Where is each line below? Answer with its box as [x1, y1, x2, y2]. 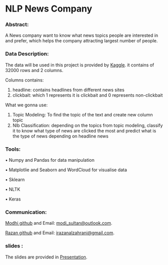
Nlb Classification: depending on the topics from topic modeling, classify [12, 122, 163, 128]
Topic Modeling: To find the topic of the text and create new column [12, 111, 153, 117]
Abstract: [5, 21, 29, 28]
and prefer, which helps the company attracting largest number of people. [5, 38, 158, 44]
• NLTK [5, 186, 21, 192]
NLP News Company [5, 3, 93, 15]
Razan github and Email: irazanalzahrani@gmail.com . [5, 230, 115, 236]
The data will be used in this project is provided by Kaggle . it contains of [5, 61, 154, 68]
